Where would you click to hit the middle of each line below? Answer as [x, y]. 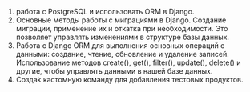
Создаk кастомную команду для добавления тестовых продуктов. [129, 80]
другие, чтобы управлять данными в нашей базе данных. [114, 71]
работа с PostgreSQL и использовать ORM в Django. [105, 12]
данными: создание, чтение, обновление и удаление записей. [123, 54]
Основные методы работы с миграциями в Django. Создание [121, 20]
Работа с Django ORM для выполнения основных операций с [120, 46]
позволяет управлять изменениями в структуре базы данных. [123, 37]
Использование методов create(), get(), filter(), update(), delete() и [128, 62]
